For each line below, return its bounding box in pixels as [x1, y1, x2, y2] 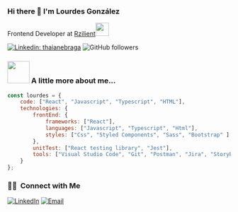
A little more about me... [30, 76, 116, 86]
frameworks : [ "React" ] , [45, 118, 115, 126]
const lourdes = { [7, 92, 62, 99]
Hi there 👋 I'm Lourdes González [7, 6, 120, 16]
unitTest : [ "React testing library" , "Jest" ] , [33, 144, 173, 151]
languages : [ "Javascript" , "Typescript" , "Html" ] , [45, 124, 198, 131]
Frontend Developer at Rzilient [7, 30, 96, 38]
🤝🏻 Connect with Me [7, 181, 81, 191]
